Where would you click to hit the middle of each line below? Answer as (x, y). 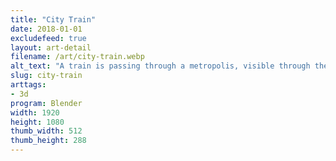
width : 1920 (35, 112)
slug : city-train (46, 76)
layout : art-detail (51, 47)
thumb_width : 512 (46, 131)
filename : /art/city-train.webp (77, 57)
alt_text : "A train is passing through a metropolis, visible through (160, 66)
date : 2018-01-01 (46, 29)
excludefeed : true (48, 38)
